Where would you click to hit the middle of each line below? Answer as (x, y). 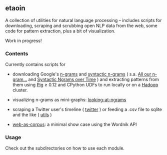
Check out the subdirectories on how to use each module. (65, 148)
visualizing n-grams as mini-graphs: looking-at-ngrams (69, 100)
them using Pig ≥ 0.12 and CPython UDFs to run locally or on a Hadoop (85, 85)
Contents (17, 53)
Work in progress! (23, 40)
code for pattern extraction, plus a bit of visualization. (60, 31)
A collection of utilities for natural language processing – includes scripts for (83, 20)
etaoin (15, 8)
